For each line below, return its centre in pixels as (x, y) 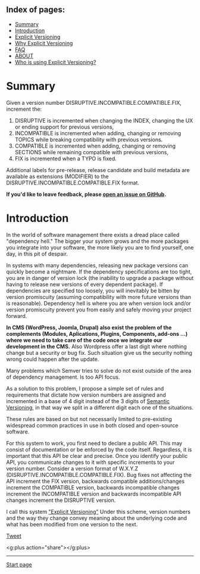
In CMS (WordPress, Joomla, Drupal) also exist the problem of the (89, 327)
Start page (19, 564)
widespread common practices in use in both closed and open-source (92, 425)
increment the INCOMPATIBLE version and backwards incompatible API (94, 494)
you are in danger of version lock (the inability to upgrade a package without (100, 278)
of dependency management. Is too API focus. (63, 377)
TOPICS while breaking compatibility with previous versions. (89, 139)
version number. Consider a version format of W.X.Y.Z (72, 468)
